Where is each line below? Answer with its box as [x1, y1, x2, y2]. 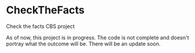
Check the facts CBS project [6, 23, 75, 30]
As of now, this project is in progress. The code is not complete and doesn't [6, 34, 189, 41]
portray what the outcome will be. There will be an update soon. [6, 40, 161, 47]
